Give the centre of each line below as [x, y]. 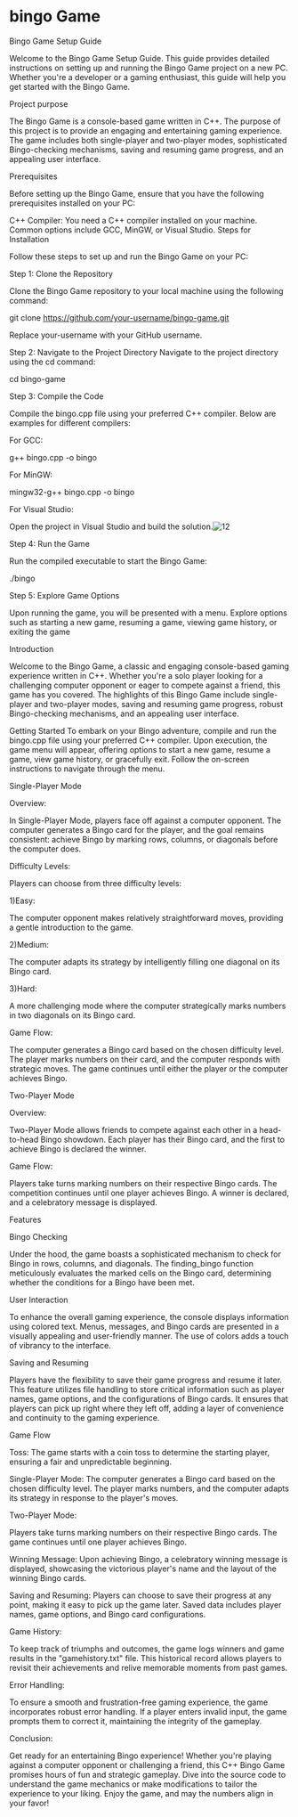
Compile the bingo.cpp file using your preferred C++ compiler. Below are [143, 413]
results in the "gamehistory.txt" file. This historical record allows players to [145, 1658]
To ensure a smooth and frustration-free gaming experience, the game [139, 1702]
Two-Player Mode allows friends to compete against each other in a [133, 1129]
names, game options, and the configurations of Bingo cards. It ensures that [149, 1398]
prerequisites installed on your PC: [72, 203]
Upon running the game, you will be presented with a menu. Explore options [148, 613]
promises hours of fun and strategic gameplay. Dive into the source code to [148, 1774]
